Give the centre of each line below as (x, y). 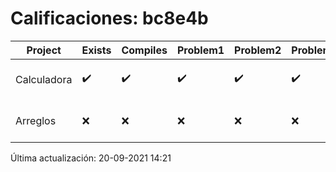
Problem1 (200, 50)
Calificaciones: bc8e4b (109, 18)
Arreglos (36, 120)
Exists (96, 50)
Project (44, 50)
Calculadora (44, 79)
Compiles (144, 50)
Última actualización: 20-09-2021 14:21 (91, 158)
